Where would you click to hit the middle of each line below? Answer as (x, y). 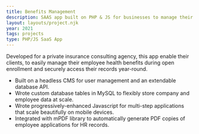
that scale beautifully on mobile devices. (64, 112)
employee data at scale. (44, 99)
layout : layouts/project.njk (42, 23)
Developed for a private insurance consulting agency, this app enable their (98, 56)
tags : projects (25, 34)
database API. (32, 87)
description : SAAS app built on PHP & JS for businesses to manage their (100, 17)
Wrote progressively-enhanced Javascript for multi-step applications (99, 106)
